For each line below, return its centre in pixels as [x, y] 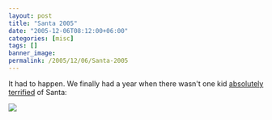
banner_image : [32, 53]
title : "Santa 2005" [43, 23]
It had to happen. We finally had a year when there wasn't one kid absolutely [136, 83]
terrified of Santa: [38, 92]
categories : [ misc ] [41, 38]
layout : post [30, 16]
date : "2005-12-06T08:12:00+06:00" [68, 31]
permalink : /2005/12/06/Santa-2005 [68, 61]
